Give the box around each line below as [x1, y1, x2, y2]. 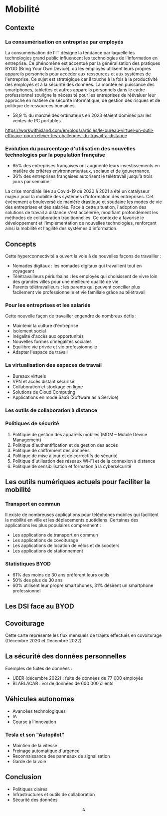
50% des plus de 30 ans [12, 577, 63, 583]
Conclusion [5, 773, 42, 782]
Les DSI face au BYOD [5, 602, 74, 611]
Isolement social [12, 328, 46, 334]
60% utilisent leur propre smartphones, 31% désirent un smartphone [12, 582, 154, 588]
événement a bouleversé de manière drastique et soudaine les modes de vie [5, 199, 162, 205]
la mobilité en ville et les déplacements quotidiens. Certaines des [5, 517, 139, 523]
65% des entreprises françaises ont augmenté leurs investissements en [12, 163, 160, 169]
